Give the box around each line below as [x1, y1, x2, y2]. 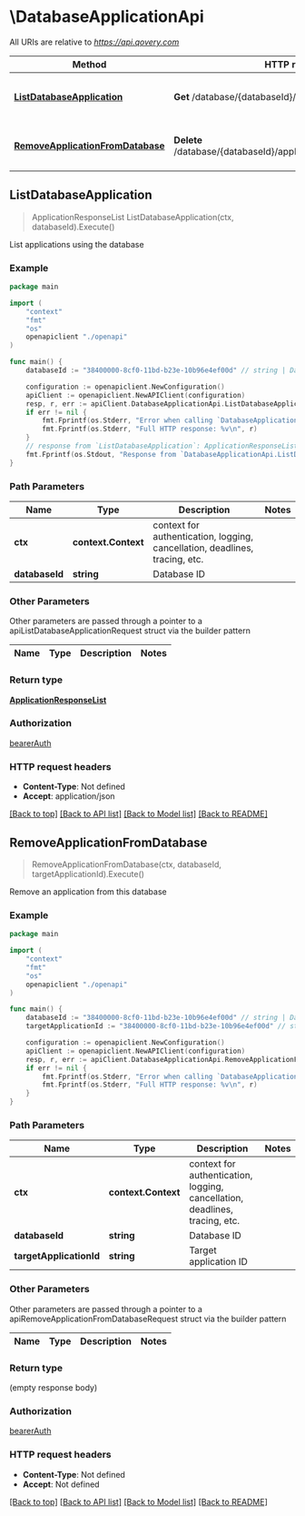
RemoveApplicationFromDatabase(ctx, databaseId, [31, 858, 222, 870]
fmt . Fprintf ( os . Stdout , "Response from [25, 450, 177, 459]
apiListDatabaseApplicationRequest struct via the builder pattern [9, 625, 251, 636]
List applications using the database [9, 238, 144, 249]
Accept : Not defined [22, 1479, 100, 1490]
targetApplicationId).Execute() [31, 868, 145, 879]
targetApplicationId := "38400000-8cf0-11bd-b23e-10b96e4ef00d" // [25, 1022, 286, 1031]
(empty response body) [9, 1381, 98, 1393]
